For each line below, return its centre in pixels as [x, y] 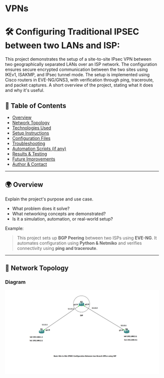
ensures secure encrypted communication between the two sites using [76, 69]
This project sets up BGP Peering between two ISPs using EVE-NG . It [87, 238]
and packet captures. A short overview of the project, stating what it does [79, 85]
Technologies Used [31, 128]
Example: [14, 228]
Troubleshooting [29, 143]
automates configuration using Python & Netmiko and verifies [79, 243]
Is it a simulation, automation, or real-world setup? [62, 219]
